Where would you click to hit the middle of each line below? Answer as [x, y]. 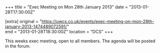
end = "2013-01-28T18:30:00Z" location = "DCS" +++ [59, 32]
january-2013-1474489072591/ [36, 26]
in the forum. [18, 46]
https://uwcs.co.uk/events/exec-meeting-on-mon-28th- [98, 21]
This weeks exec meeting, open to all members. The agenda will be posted [80, 41]
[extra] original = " [23, 21]
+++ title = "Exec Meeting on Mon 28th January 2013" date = [67, 7]
